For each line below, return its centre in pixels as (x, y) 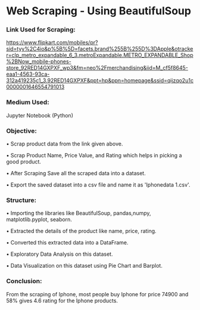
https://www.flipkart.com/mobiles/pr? (52, 42)
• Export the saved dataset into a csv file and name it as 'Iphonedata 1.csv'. (98, 185)
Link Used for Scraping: (41, 30)
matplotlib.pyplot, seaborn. (39, 219)
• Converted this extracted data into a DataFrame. (68, 243)
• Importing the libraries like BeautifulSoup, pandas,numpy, (79, 213)
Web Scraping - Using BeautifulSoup (99, 11)
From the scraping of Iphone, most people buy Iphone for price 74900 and (97, 294)
